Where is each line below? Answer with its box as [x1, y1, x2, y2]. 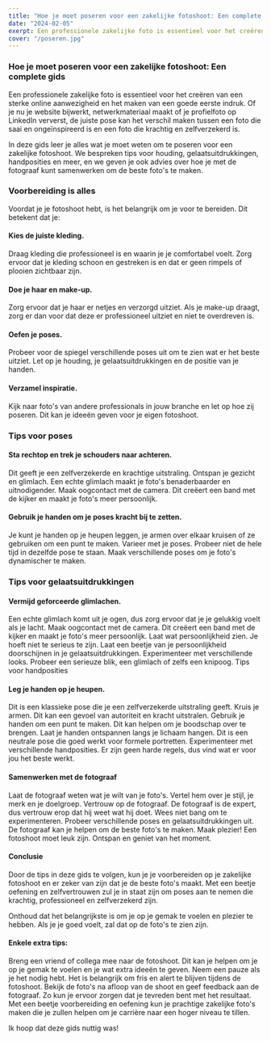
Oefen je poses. [8, 329, 63, 339]
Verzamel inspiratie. [8, 383, 78, 393]
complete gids [8, 71, 66, 82]
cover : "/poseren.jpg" [8, 34, 85, 43]
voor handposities [8, 666, 69, 676]
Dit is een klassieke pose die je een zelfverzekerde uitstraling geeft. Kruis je [8, 702, 260, 712]
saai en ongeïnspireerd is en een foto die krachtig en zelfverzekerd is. [8, 124, 240, 133]
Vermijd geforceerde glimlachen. [8, 596, 122, 606]
